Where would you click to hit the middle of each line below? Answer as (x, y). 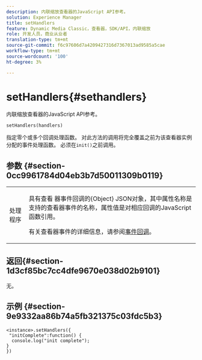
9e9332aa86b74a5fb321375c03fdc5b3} (84, 316)
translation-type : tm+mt (37, 40)
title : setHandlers (31, 23)
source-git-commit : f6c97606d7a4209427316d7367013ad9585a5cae (86, 46)
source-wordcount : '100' (37, 56)
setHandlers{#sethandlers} (77, 97)
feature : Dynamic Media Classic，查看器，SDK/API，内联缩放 (78, 28)
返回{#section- (35, 261)
